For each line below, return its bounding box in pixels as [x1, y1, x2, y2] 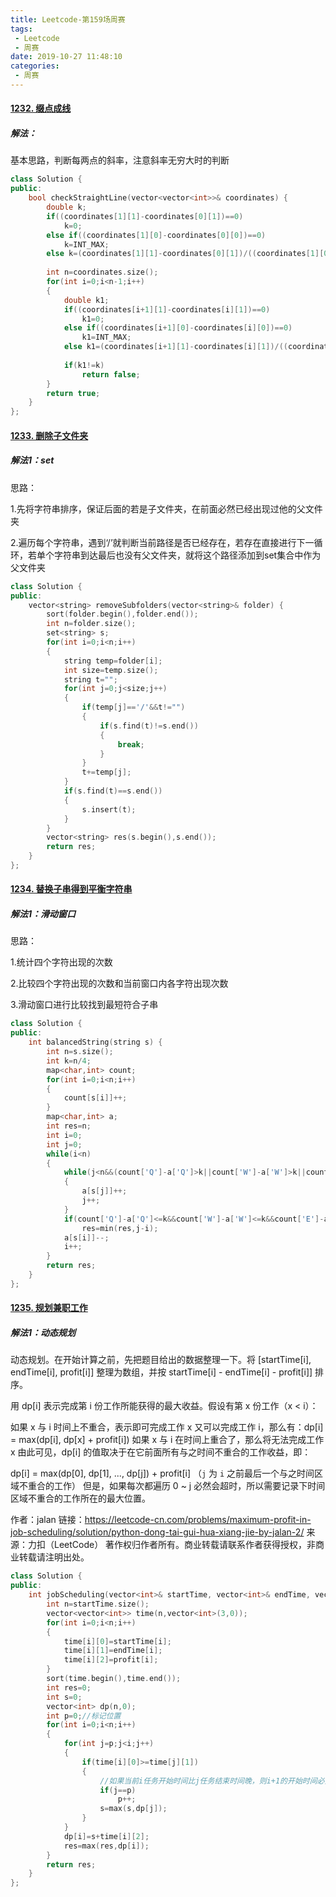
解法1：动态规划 [10, 1327, 77, 1338]
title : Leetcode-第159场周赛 [10, 14, 126, 25]
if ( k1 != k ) [63, 360, 105, 370]
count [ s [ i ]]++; [63, 1093, 128, 1103]
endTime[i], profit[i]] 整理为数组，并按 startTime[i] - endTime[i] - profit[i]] [10, 1366, 313, 1378]
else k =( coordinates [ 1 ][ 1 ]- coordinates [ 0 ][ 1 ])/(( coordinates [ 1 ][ [46, 249, 325, 259]
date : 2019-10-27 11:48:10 [10, 52, 123, 62]
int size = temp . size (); [63, 665, 159, 675]
